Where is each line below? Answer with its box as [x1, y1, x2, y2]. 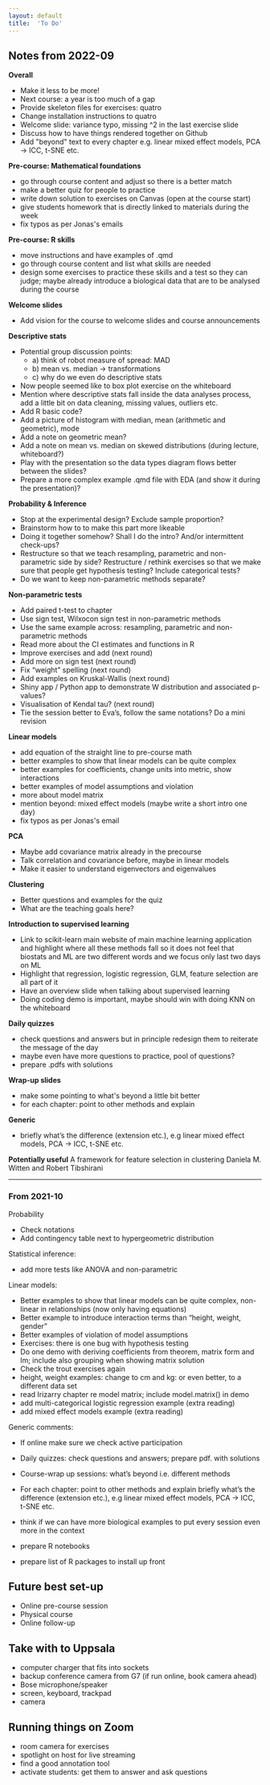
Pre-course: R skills [8, 235, 76, 245]
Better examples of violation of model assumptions [19, 1330, 189, 1339]
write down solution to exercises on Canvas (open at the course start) [19, 194, 252, 203]
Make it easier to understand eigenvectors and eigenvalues [19, 864, 217, 874]
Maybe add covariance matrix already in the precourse [19, 847, 202, 856]
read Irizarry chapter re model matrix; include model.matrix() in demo [19, 1389, 250, 1399]
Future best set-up [8, 1580, 104, 1593]
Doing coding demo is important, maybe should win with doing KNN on [19, 995, 256, 1004]
